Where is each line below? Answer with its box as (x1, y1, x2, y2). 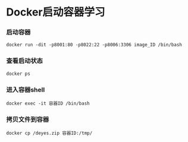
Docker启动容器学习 (6, 5, 105, 19)
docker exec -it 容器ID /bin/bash (6, 100, 90, 107)
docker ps (6, 71, 31, 77)
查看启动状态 (6, 57, 43, 65)
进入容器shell (6, 86, 45, 94)
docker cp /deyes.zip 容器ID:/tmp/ (6, 130, 93, 137)
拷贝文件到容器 (6, 115, 49, 124)
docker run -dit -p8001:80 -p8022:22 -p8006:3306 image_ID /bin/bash (6, 42, 183, 48)
